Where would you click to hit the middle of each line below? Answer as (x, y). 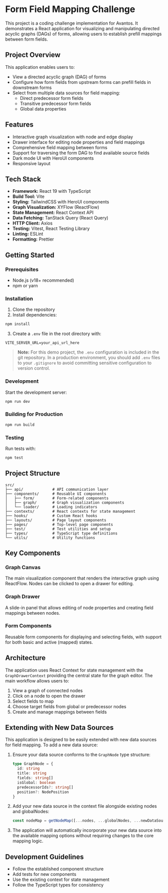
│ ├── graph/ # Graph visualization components (65, 503)
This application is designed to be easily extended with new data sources (81, 740)
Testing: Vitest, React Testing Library (51, 229)
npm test (14, 458)
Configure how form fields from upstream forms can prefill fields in (82, 82)
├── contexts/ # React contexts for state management (70, 511)
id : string (29, 769)
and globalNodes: (31, 812)
